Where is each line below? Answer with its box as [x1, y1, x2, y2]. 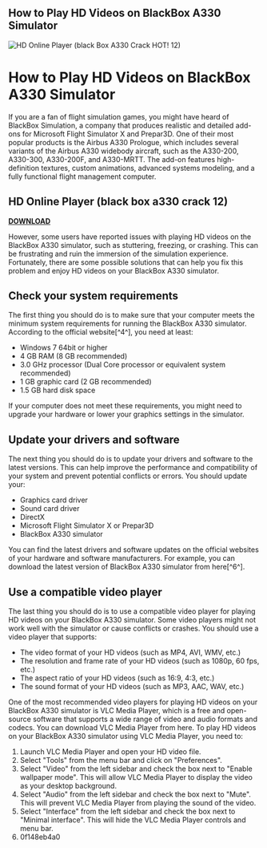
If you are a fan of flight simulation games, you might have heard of [8, 112, 229, 121]
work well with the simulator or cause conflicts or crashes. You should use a [8, 623, 259, 633]
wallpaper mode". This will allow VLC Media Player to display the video [19, 773, 253, 781]
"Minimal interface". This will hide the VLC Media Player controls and [19, 815, 246, 825]
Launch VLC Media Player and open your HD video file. [19, 747, 201, 757]
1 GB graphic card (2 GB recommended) [19, 377, 152, 387]
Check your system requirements [8, 289, 178, 302]
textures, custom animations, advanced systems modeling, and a [41, 163, 255, 172]
